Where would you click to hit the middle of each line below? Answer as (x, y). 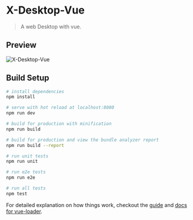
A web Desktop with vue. (51, 27)
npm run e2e (21, 178)
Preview (21, 45)
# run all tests (26, 188)
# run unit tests (27, 156)
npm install (21, 97)
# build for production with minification (59, 124)
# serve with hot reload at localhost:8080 (60, 108)
